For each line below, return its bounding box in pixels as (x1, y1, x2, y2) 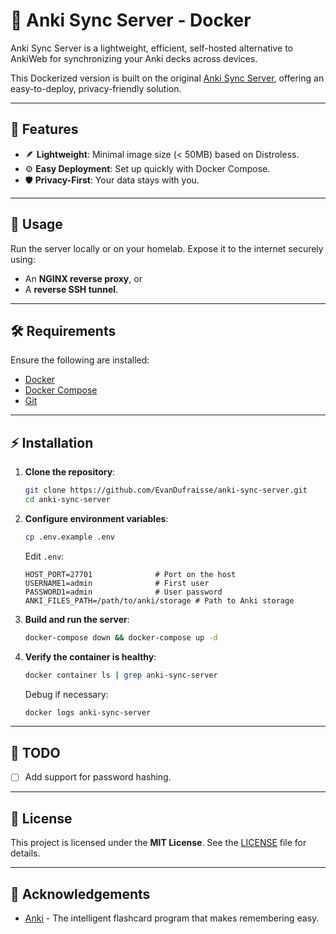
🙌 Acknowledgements (10, 885, 151, 903)
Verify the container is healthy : (24, 650, 157, 663)
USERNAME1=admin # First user (24, 578, 210, 588)
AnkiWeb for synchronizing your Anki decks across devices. (10, 52, 258, 64)
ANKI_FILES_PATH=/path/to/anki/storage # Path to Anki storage (24, 595, 295, 606)
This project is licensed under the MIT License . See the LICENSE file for (10, 837, 307, 849)
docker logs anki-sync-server (24, 707, 152, 718)
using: (10, 253, 36, 265)
